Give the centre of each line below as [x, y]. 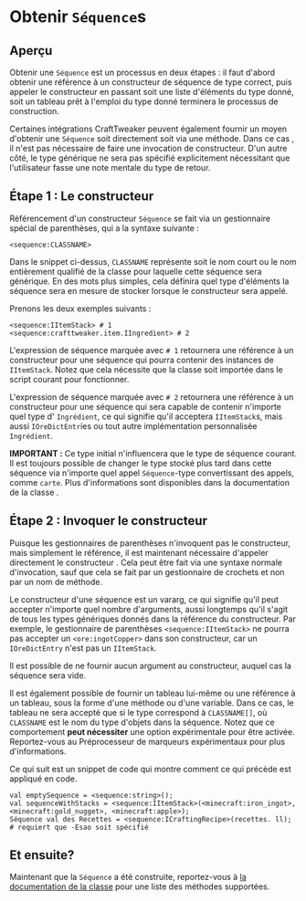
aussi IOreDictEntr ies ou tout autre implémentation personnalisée [133, 425]
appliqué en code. [43, 779]
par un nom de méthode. [56, 581]
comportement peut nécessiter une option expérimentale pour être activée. [152, 731]
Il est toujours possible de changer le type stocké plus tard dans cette [141, 463]
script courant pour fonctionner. [69, 379]
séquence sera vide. [48, 675]
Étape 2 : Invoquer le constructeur [109, 521]
